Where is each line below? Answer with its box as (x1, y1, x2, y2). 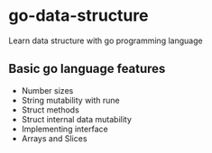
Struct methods (21, 104, 80, 115)
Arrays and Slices (21, 132, 88, 144)
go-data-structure (8, 5, 149, 26)
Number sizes (21, 85, 74, 95)
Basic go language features (8, 61, 166, 76)
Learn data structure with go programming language (8, 35, 204, 46)
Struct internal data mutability (21, 113, 133, 124)
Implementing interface (21, 123, 109, 134)
